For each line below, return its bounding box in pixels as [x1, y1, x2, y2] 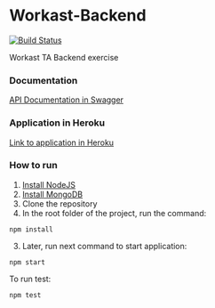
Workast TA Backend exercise [9, 52, 119, 62]
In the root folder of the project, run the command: [21, 207, 207, 218]
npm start [9, 257, 46, 267]
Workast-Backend [9, 5, 147, 26]
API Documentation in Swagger [9, 94, 124, 105]
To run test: [9, 273, 52, 284]
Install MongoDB [21, 189, 84, 199]
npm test [9, 290, 42, 299]
